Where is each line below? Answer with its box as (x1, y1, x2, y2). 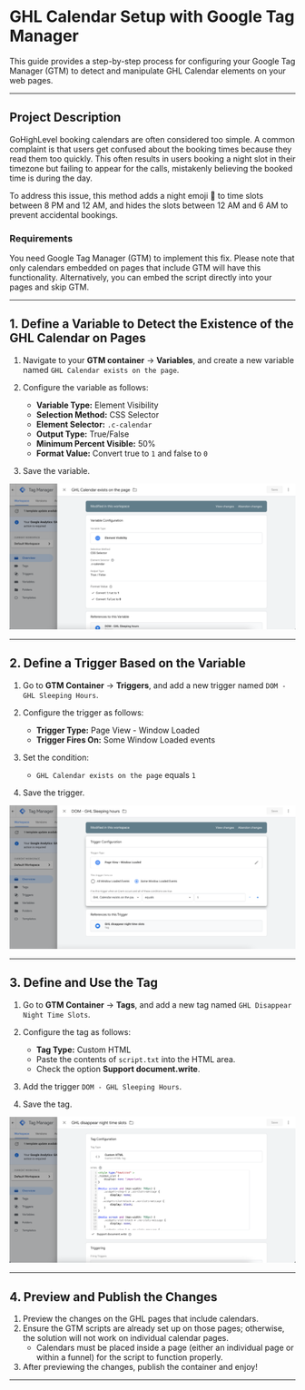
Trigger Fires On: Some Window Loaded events (35, 734, 216, 745)
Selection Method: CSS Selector (35, 409, 160, 419)
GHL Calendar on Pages (9, 330, 147, 346)
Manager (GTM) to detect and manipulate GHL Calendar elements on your (9, 65, 286, 76)
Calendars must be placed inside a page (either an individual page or (35, 1342, 294, 1354)
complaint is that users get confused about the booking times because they (9, 143, 292, 154)
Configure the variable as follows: (22, 381, 149, 392)
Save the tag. (22, 1099, 73, 1109)
